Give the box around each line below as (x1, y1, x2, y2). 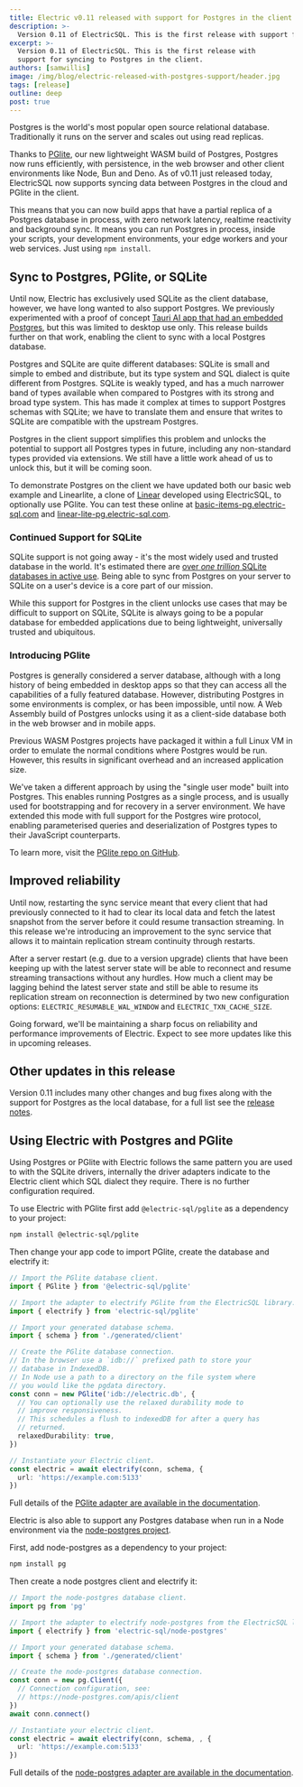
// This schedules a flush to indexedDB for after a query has (17, 1414, 260, 1424)
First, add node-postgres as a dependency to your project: (9, 1542, 227, 1553)
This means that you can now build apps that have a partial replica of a (9, 205, 272, 216)
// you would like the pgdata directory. (9, 1381, 168, 1390)
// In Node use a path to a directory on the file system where (9, 1373, 256, 1382)
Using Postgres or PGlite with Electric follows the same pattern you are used (9, 1157, 293, 1168)
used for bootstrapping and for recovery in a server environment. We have (9, 801, 286, 811)
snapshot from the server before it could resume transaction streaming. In (9, 916, 284, 927)
